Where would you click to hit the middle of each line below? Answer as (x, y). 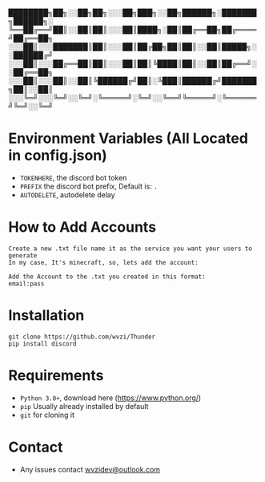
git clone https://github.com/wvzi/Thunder (82, 337)
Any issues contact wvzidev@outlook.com (90, 469)
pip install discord (43, 344)
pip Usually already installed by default (84, 406)
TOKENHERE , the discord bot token (73, 177)
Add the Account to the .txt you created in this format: (107, 277)
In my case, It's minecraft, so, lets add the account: (103, 262)
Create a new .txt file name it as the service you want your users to (130, 249)
